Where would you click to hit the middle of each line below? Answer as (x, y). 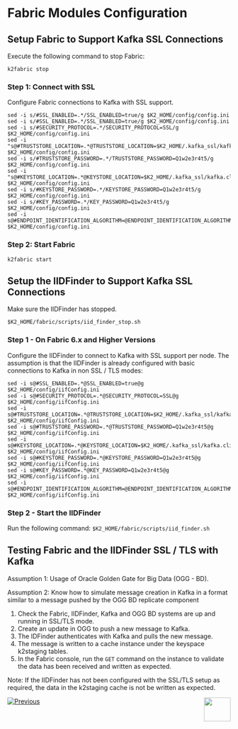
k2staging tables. (43, 651)
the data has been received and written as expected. (95, 666)
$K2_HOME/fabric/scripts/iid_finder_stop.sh (74, 322)
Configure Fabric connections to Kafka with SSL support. (91, 102)
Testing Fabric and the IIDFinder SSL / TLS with (113, 550)
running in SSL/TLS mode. (56, 621)
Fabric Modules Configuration (97, 13)
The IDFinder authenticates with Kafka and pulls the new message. (115, 636)
